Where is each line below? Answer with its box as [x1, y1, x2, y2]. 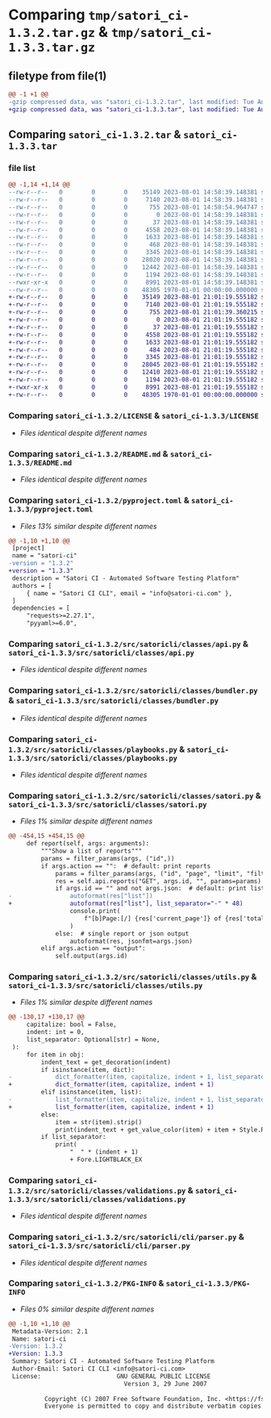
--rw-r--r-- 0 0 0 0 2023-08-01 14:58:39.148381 [8, 211, 258, 219]
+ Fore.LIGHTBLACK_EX [69, 1156, 143, 1164]
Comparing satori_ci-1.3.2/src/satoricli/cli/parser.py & [8, 1232, 244, 1243]
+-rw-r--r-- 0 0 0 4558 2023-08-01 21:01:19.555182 [8, 331, 258, 339]
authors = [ [11, 582, 52, 590]
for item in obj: [26, 1050, 85, 1058]
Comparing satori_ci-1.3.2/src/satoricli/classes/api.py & [8, 639, 248, 649]
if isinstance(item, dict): [40, 1066, 135, 1074]
